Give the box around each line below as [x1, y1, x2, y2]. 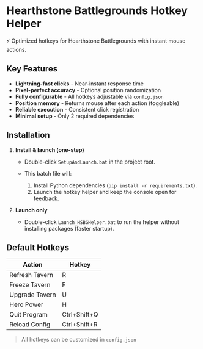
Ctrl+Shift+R [62, 320, 98, 329]
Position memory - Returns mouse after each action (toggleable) [15, 99, 179, 107]
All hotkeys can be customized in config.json [21, 336, 136, 344]
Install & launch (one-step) [15, 146, 84, 153]
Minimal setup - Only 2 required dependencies [15, 112, 135, 120]
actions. [6, 46, 26, 53]
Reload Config [9, 320, 51, 329]
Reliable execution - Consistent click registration [15, 106, 139, 113]
